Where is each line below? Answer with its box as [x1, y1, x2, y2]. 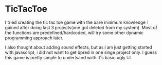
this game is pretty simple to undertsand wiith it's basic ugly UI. [5, 54, 132, 60]
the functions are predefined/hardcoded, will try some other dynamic [5, 30, 144, 35]
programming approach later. [5, 35, 64, 41]
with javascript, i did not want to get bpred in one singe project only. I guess [5, 49, 157, 55]
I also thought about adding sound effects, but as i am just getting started [5, 44, 152, 50]
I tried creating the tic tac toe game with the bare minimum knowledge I [5, 19, 148, 25]
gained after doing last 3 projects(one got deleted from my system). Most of [5, 24, 157, 30]
